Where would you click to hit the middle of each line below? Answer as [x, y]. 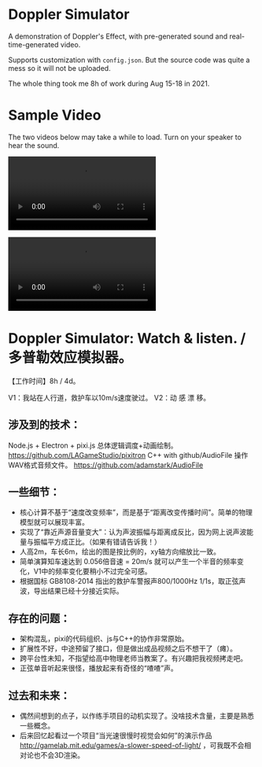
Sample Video [55, 115]
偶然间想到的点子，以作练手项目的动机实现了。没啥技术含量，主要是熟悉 [137, 716]
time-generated [33, 44]
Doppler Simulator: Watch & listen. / [127, 339]
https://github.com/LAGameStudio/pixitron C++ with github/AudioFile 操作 [128, 455]
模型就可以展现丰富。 [54, 522]
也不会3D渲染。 [59, 755]
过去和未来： [39, 695]
